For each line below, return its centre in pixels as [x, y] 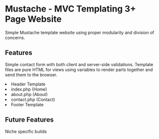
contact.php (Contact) [33, 99]
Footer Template [28, 104]
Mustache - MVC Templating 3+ [71, 9]
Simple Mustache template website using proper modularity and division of [80, 32]
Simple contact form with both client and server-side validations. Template [79, 64]
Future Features [29, 120]
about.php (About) [29, 94]
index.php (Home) [29, 89]
